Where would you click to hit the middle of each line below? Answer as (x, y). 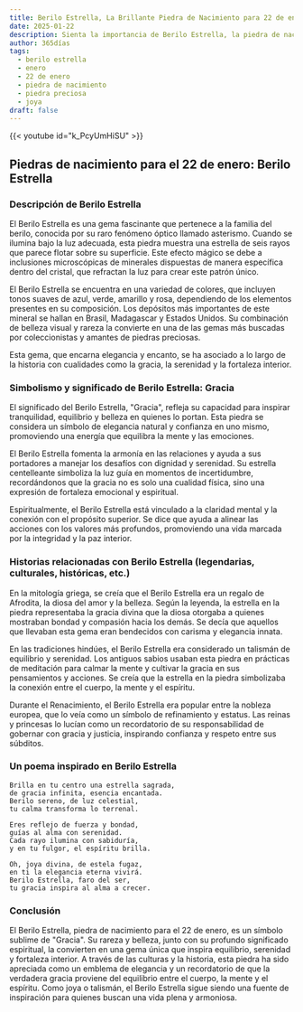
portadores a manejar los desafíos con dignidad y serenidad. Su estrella (143, 464)
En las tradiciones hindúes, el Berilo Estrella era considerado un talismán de (150, 649)
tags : (19, 52)
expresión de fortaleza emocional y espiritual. (94, 492)
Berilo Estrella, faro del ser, (70, 880)
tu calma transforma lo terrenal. (74, 809)
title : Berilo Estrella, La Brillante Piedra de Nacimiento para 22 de (147, 18)
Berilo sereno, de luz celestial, (74, 801)
